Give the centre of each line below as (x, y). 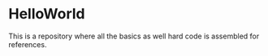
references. (28, 44)
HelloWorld (47, 14)
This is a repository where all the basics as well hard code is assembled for (134, 36)
